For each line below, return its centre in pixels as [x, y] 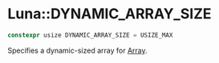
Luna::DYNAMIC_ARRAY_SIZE [109, 14]
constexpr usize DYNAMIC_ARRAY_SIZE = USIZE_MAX [90, 35]
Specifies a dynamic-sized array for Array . [77, 50]
